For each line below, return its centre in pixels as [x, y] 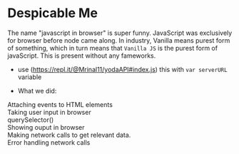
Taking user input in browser [49, 112]
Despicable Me [53, 13]
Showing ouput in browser [46, 127]
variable [30, 77]
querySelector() [31, 120]
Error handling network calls [49, 142]
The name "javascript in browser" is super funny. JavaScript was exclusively [120, 33]
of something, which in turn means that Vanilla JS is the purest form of [113, 48]
